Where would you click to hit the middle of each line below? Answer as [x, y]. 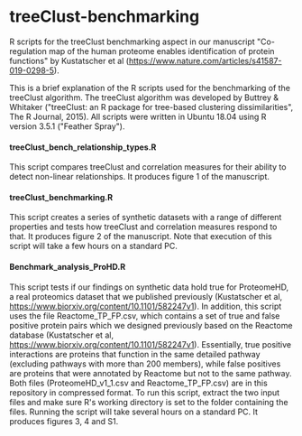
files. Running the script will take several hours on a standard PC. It [134, 412]
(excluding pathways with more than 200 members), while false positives [145, 364]
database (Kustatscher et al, [62, 335]
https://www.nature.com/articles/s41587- [205, 60]
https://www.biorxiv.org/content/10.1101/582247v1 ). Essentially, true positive [150, 344]
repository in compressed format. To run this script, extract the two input [145, 392]
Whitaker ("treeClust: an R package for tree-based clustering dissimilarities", [151, 107]
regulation [28, 51]
